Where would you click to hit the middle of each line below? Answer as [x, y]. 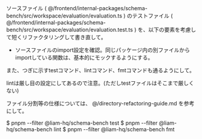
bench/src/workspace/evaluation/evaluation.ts [64, 16]
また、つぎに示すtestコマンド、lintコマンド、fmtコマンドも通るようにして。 [101, 70]
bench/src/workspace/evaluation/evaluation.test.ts [70, 29]
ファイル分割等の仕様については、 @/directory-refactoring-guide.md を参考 [100, 103]
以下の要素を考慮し [172, 29]
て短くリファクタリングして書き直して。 [57, 37]
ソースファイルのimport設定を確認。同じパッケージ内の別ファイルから [103, 50]
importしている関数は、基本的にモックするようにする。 [84, 57]
